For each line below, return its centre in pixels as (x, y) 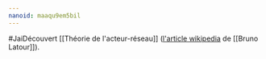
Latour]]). (24, 47)
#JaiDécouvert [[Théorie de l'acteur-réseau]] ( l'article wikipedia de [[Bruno (133, 38)
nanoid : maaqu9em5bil (45, 16)
